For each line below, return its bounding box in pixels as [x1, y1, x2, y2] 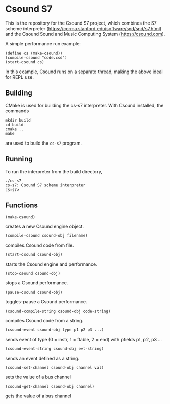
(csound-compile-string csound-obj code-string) [5, 308, 111, 314]
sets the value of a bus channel [5, 374, 71, 381]
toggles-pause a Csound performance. [5, 299, 88, 305]
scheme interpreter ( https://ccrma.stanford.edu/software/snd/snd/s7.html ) [5, 25, 162, 31]
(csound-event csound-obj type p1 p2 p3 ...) [5, 327, 104, 332]
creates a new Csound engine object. [5, 223, 84, 230]
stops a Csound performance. [5, 280, 68, 286]
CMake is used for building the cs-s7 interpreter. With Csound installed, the [5, 102, 164, 108]
